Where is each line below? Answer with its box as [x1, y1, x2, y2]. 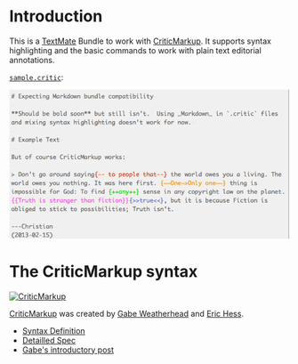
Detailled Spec [21, 335, 77, 345]
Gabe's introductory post [21, 344, 114, 355]
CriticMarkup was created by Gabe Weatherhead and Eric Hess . [9, 308, 245, 319]
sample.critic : [9, 71, 64, 82]
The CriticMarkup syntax [9, 262, 198, 281]
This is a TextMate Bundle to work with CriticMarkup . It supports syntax [9, 36, 271, 46]
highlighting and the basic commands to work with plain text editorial [9, 44, 262, 55]
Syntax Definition [21, 325, 86, 336]
